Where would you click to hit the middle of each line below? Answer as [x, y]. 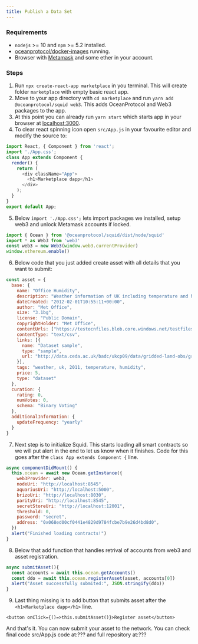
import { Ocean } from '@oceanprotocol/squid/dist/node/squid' [85, 235]
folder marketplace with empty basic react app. [72, 92]
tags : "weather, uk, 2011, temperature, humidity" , [81, 368]
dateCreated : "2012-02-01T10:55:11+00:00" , [71, 302]
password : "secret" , [42, 517]
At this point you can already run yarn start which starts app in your [98, 117]
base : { [21, 285]
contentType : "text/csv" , [49, 334]
